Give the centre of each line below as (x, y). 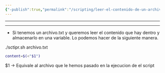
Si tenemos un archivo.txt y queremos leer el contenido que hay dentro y (86, 33)
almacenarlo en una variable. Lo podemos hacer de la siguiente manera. (85, 37)
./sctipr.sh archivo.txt (27, 47)
